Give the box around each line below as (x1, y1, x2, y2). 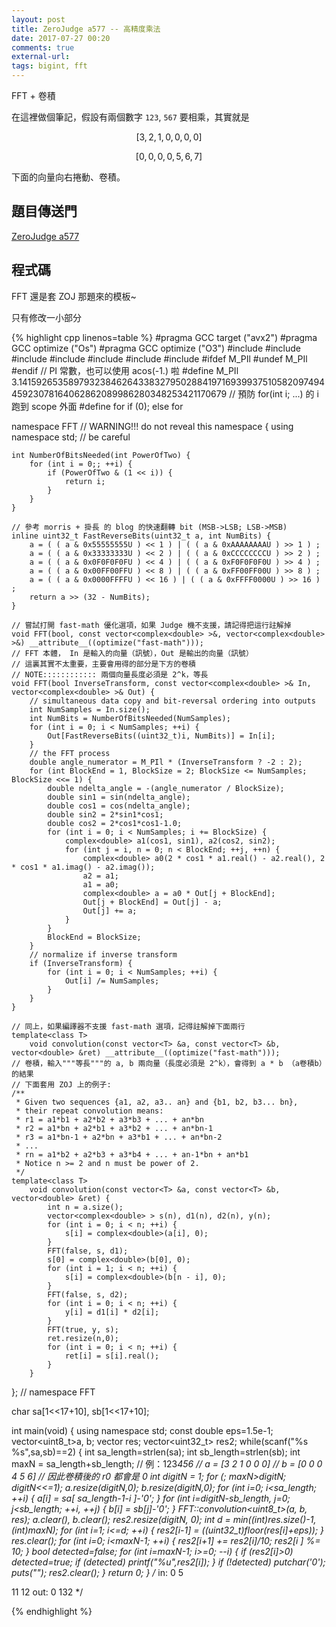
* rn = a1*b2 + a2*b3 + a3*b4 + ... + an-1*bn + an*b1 (15, 1149, 249, 1160)
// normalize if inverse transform (29, 949, 178, 960)
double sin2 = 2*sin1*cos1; (47, 809, 164, 820)
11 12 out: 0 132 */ (11, 1586, 84, 1598)
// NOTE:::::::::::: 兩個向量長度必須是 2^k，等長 (11, 669, 209, 680)
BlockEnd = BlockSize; (47, 932, 142, 942)
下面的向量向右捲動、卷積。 (11, 171, 126, 183)
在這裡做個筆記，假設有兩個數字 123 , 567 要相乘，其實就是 (11, 111, 250, 123)
